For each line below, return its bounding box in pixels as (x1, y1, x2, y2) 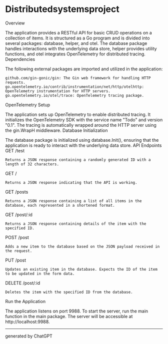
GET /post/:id (5, 211, 32, 218)
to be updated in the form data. (5, 271, 75, 276)
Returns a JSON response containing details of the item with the (5, 221, 146, 226)
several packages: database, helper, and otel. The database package (5, 40, 147, 46)
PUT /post (5, 257, 26, 263)
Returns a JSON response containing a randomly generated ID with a (5, 157, 151, 162)
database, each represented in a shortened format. (5, 203, 115, 208)
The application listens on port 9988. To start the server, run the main (5, 308, 148, 314)
